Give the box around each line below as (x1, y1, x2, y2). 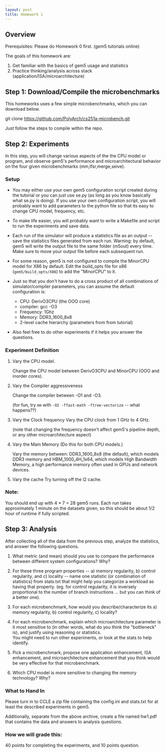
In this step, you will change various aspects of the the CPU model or (5, 152, 146, 159)
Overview (5, 30, 36, 39)
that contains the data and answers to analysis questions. (5, 718, 123, 725)
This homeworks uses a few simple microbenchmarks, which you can (5, 101, 147, 107)
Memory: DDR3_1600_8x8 (19, 314, 72, 320)
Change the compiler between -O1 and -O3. (12, 392, 102, 398)
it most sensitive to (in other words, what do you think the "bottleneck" (12, 624, 157, 630)
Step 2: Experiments (5, 139, 69, 148)
